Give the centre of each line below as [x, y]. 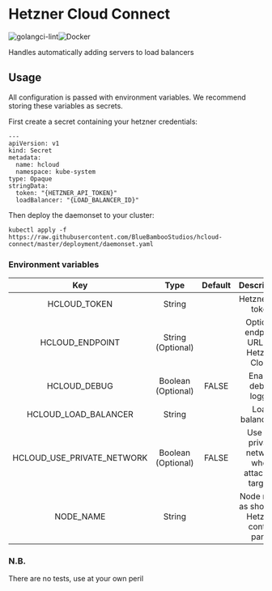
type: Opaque [30, 179]
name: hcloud [38, 164]
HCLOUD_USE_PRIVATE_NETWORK [80, 458]
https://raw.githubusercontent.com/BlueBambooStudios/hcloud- [115, 237]
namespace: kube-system [55, 172]
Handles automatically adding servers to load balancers [101, 52]
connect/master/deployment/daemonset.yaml [81, 244]
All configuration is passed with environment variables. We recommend [127, 97]
